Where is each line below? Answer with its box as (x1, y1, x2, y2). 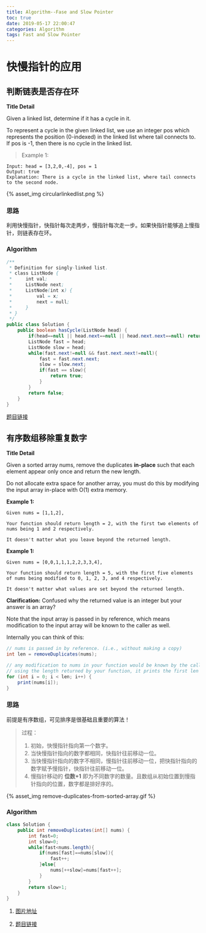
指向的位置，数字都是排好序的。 (36, 780, 117, 787)
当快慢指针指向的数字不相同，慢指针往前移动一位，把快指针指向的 (30, 757, 197, 765)
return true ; (50, 373, 84, 379)
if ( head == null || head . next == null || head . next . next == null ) (28, 333, 185, 339)
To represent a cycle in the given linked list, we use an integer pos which (6, 127, 190, 134)
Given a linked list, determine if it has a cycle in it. (6, 115, 131, 123)
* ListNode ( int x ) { (9, 287, 72, 294)
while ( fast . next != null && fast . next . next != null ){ (28, 350, 158, 356)
